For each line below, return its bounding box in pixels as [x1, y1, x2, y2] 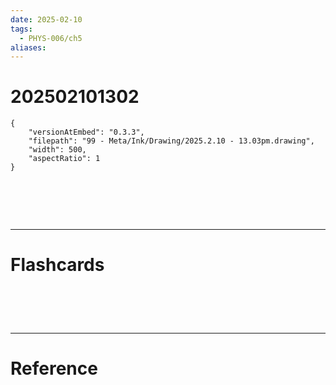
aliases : [10, 42, 47, 53]
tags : [10, 24, 33, 34]
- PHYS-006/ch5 [19, 33, 83, 43]
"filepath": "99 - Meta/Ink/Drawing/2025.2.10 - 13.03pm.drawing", [28, 136, 315, 146]
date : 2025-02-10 [10, 14, 83, 25]
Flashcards [10, 254, 105, 276]
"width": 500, [28, 145, 87, 155]
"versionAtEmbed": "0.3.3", [28, 127, 145, 138]
